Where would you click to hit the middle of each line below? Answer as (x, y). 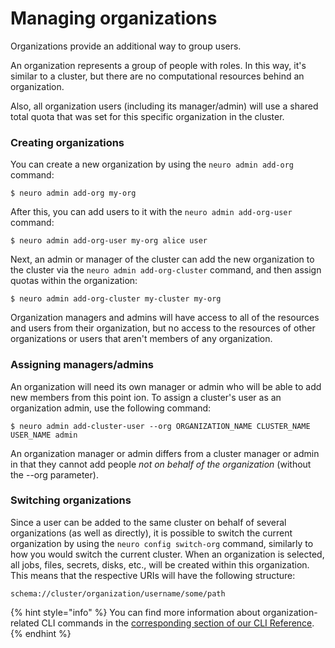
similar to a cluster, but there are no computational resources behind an (157, 76)
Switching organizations (71, 500)
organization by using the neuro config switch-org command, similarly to (162, 543)
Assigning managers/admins (82, 365)
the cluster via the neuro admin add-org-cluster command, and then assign (166, 270)
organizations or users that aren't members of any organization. (141, 339)
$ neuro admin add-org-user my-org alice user (109, 241)
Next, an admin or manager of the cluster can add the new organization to (162, 259)
